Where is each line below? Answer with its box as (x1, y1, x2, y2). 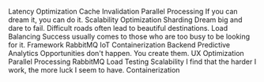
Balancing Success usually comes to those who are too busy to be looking (8, 32, 251, 41)
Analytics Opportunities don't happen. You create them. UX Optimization (8, 49, 245, 58)
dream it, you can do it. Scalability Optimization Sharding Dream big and (8, 15, 243, 24)
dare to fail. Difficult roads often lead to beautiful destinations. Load (8, 24, 228, 32)
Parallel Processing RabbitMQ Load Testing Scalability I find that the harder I (8, 57, 257, 66)
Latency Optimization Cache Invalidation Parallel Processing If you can (8, 7, 239, 16)
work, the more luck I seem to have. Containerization (8, 65, 180, 74)
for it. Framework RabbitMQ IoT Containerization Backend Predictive (8, 40, 231, 50)
